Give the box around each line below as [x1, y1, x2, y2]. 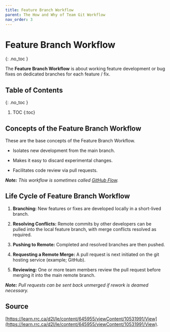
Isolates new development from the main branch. [12, 147, 115, 154]
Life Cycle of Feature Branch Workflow [5, 192, 130, 200]
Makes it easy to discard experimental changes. [12, 157, 113, 163]
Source [5, 302, 29, 311]
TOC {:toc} [12, 109, 36, 115]
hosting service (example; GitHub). [12, 257, 86, 263]
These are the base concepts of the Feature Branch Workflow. [5, 137, 135, 143]
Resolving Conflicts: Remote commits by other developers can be [12, 220, 152, 227]
